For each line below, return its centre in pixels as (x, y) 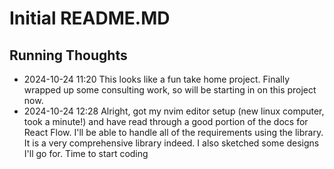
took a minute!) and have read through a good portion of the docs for (166, 121)
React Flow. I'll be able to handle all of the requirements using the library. (173, 132)
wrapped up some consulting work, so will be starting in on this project (170, 90)
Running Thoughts (68, 55)
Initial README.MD (90, 18)
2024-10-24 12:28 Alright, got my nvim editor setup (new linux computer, (174, 111)
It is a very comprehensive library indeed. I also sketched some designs (171, 143)
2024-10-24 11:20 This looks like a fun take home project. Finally (157, 79)
